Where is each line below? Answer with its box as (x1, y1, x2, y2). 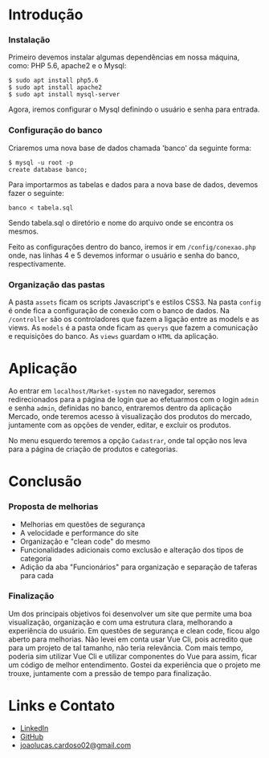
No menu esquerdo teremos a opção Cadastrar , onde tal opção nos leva (8, 436, 247, 446)
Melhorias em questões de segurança (19, 520, 146, 529)
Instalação (8, 35, 51, 46)
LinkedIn (19, 723, 49, 732)
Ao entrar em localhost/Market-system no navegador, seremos (8, 386, 217, 396)
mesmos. (8, 226, 39, 236)
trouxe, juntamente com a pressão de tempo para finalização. (8, 668, 212, 678)
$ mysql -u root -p (8, 158, 74, 166)
